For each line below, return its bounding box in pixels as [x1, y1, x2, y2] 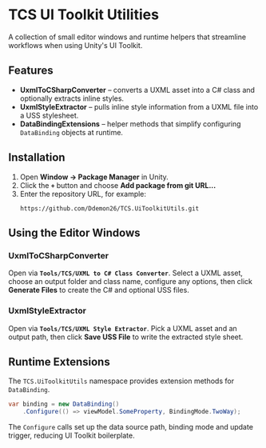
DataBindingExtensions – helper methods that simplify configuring [19, 118, 241, 129]
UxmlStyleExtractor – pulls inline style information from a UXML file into [19, 102, 259, 111]
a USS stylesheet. [19, 110, 79, 120]
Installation [8, 150, 66, 165]
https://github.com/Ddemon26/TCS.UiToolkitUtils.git [19, 204, 200, 213]
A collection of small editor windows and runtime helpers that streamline [8, 32, 246, 42]
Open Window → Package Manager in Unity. [19, 172, 169, 182]
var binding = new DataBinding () [8, 400, 120, 409]
